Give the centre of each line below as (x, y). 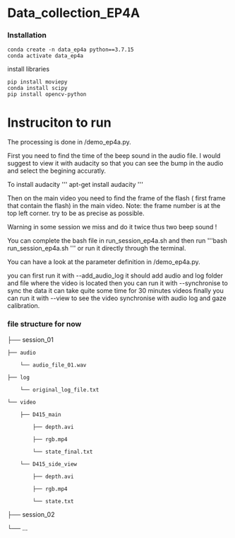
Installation (27, 35)
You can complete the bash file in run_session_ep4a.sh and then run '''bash (117, 241)
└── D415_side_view (49, 464)
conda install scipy (38, 88)
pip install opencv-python (47, 95)
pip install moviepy (38, 82)
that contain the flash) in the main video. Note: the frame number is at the (114, 206)
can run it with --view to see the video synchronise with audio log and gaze (117, 298)
